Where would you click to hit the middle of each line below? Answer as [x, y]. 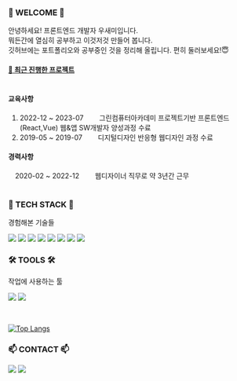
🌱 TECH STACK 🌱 [41, 205]
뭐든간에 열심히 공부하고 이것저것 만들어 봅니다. [80, 40]
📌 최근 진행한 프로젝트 [42, 69]
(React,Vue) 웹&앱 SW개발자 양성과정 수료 [85, 127]
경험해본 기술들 [31, 222]
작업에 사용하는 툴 [35, 281]
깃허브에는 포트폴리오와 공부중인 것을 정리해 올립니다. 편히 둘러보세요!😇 [118, 50]
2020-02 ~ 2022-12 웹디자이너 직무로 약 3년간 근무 [102, 175]
